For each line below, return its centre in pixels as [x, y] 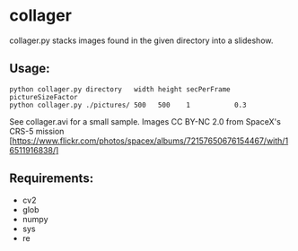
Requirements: [52, 179]
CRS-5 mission [37, 131]
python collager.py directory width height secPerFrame [120, 89]
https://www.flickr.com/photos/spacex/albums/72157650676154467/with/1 [150, 141]
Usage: [30, 69]
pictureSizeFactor [44, 97]
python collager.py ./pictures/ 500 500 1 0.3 [128, 105]
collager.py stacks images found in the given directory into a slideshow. [141, 40]
